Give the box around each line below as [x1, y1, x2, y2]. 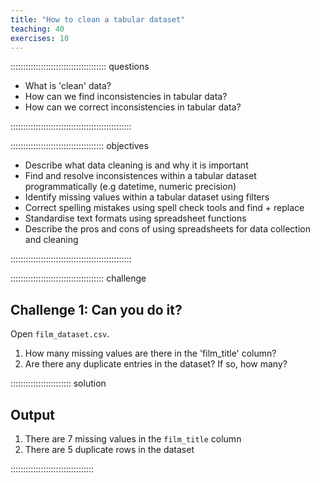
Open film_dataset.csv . [10, 328, 110, 340]
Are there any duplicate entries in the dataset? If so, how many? [24, 358, 288, 370]
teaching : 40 [10, 24, 65, 34]
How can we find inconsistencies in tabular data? [24, 91, 228, 103]
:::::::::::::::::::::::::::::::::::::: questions [10, 61, 150, 73]
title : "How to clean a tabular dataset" [10, 14, 186, 25]
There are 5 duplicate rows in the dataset [24, 444, 195, 455]
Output [10, 406, 55, 423]
